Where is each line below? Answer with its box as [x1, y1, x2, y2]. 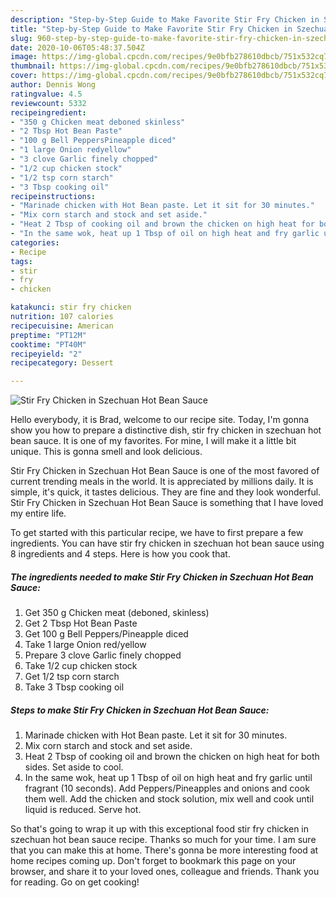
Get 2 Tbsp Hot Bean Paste [24, 617, 138, 630]
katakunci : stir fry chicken [10, 302, 132, 313]
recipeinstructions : [10, 191, 97, 201]
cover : [10, 71, 38, 81]
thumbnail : [10, 61, 56, 71]
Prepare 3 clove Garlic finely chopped [24, 649, 182, 661]
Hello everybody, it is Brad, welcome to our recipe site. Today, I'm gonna [10, 414, 310, 426]
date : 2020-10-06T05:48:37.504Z [10, 42, 145, 53]
